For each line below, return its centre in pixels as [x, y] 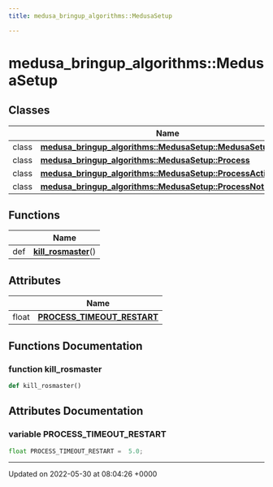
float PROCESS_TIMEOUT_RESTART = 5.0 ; [76, 451]
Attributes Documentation [76, 411]
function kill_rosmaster [55, 368]
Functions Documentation [76, 346]
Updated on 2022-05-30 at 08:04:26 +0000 [83, 474]
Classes [29, 110]
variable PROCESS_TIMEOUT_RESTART [87, 434]
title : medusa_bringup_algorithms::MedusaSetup [91, 16]
